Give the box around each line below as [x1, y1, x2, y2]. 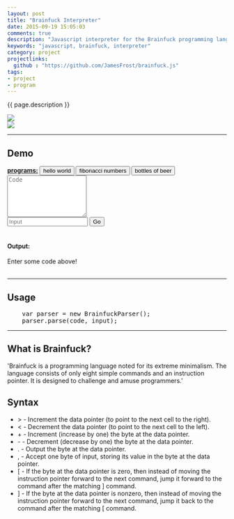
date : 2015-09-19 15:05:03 [7, 23, 86, 30]
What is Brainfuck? [7, 343, 92, 355]
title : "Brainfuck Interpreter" [7, 17, 101, 24]
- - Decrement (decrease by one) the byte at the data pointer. [17, 437, 194, 446]
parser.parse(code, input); [22, 317, 118, 325]
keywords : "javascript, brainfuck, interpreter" [7, 42, 151, 49]
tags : [7, 68, 23, 75]
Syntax [7, 396, 39, 408]
